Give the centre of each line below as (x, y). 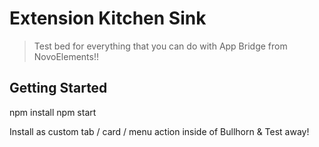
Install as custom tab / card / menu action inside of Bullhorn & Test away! (159, 131)
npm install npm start (53, 112)
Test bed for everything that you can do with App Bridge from (160, 46)
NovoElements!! (66, 56)
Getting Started (58, 88)
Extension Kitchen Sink (108, 18)
